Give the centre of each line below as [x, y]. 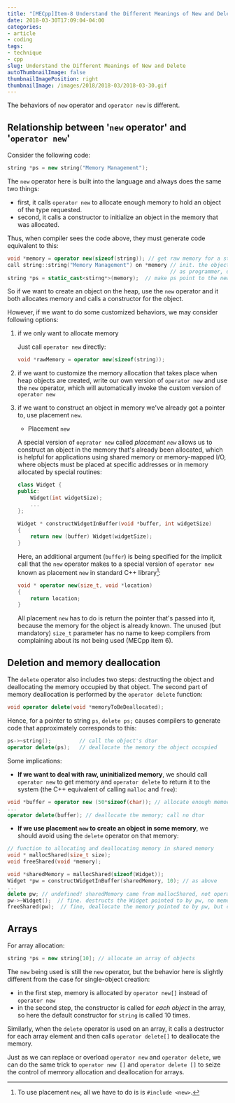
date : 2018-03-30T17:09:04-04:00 [56, 20]
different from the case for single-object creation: [79, 979]
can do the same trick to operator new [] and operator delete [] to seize [114, 1064]
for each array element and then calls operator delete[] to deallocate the [114, 1036]
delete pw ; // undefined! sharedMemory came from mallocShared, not [109, 894]
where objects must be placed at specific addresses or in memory [113, 465]
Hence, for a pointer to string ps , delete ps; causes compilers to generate [114, 721]
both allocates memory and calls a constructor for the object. [95, 299]
